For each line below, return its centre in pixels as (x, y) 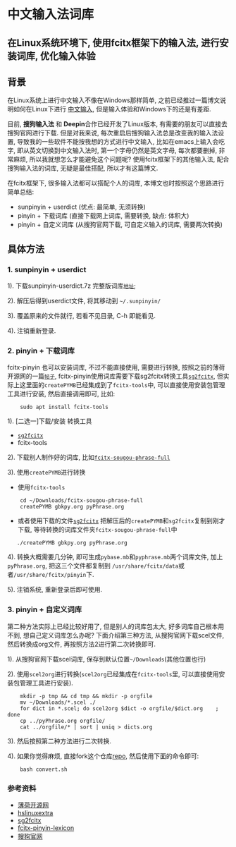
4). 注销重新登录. (32, 331)
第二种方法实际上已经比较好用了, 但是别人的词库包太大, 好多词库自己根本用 (116, 626)
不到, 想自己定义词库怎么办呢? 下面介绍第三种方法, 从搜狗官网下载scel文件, (116, 635)
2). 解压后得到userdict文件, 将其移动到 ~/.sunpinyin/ (84, 301)
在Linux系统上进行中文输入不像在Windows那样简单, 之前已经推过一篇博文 (114, 100)
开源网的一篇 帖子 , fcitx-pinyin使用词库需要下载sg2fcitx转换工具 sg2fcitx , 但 (115, 376)
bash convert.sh (44, 769)
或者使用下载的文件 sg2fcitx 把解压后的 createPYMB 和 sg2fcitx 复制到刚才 (121, 521)
